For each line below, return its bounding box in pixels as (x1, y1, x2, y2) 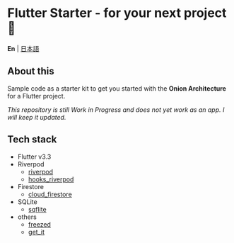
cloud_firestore (28, 190, 72, 198)
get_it (28, 227, 45, 236)
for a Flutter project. (7, 91, 66, 100)
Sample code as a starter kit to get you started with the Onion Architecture (7, 84, 226, 93)
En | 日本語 (7, 44, 40, 52)
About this (7, 65, 54, 77)
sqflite (28, 205, 47, 213)
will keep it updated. (7, 113, 66, 121)
